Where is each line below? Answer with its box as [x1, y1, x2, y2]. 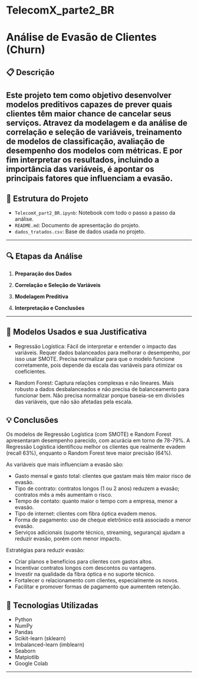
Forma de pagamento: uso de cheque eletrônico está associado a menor [14, 516, 192, 523]
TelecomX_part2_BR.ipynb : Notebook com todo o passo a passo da [14, 209, 176, 216]
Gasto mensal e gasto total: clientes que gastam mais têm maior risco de [14, 472, 192, 480]
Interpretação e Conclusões [14, 304, 85, 311]
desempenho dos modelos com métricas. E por [6, 146, 183, 156]
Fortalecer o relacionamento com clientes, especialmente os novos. [14, 577, 179, 584]
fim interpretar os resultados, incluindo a [6, 155, 160, 165]
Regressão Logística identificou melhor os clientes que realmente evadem [6, 444, 186, 451]
